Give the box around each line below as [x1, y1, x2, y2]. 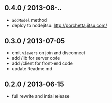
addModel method [11, 17, 47, 23]
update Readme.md [11, 65, 53, 71]
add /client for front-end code [11, 60, 73, 66]
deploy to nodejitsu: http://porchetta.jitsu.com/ [11, 22, 107, 28]
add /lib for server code [11, 55, 60, 61]
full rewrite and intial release [11, 93, 70, 99]
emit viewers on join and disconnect [11, 50, 85, 56]
